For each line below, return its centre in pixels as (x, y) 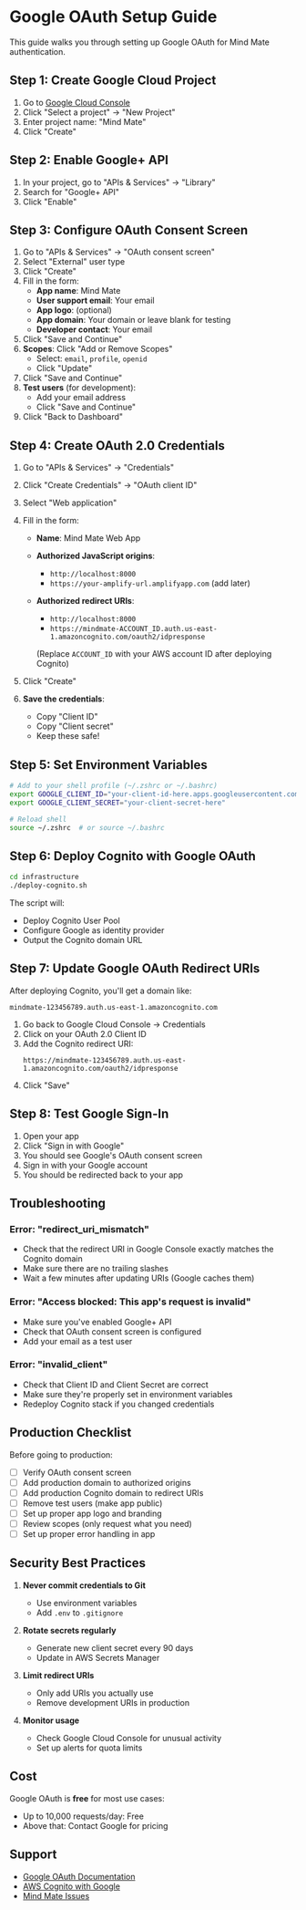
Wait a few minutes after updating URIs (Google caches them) (138, 1278)
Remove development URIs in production (113, 1702)
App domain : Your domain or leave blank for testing (133, 320)
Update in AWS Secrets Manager (98, 1657)
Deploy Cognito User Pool (71, 920)
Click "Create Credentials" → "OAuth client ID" (110, 485)
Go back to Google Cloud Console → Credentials (114, 1024)
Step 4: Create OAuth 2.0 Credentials (117, 446)
